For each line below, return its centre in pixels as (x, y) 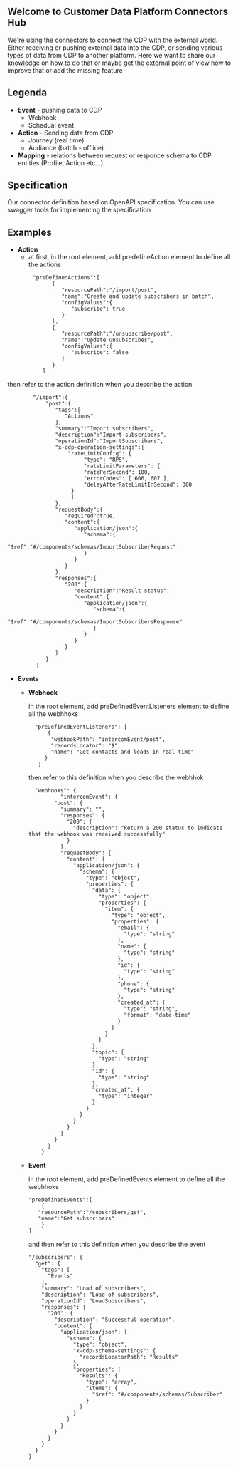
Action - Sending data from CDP (65, 133)
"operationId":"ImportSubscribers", (109, 441)
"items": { (102, 1389)
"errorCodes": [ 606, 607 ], (127, 479)
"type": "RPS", (106, 460)
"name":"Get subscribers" (76, 1219)
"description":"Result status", (122, 591)
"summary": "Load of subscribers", (94, 1289)
